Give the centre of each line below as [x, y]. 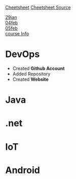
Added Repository [31, 74]
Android [23, 170]
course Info [17, 33]
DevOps [23, 54]
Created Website [31, 79]
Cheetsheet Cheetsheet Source [38, 7]
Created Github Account [39, 68]
